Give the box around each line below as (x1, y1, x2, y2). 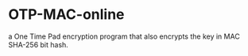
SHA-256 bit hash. (8, 39, 69, 49)
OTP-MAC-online (8, 6, 125, 24)
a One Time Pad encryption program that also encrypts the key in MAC (8, 32, 240, 41)
